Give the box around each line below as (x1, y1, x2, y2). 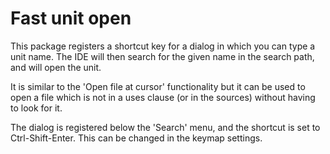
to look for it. (10, 102, 63, 114)
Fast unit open (10, 7, 132, 30)
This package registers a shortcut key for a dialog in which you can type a (10, 40, 316, 52)
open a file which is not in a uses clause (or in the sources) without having (10, 91, 316, 103)
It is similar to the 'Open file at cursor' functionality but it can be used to (10, 80, 306, 92)
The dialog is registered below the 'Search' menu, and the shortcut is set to (10, 121, 321, 133)
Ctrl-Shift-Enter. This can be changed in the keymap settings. (10, 132, 263, 144)
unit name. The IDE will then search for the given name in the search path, (10, 50, 315, 62)
